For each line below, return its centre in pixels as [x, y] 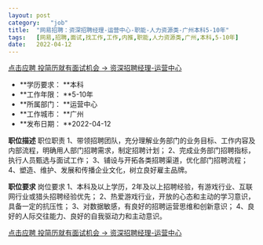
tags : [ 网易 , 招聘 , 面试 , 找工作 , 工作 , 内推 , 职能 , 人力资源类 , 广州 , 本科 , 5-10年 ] [124, 37]
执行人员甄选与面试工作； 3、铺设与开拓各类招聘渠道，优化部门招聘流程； [128, 160]
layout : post [29, 15]
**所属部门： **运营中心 [58, 104]
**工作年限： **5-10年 [57, 94]
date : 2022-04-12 [40, 45]
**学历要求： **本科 [51, 85]
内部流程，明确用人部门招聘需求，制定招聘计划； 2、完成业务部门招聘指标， [131, 151]
